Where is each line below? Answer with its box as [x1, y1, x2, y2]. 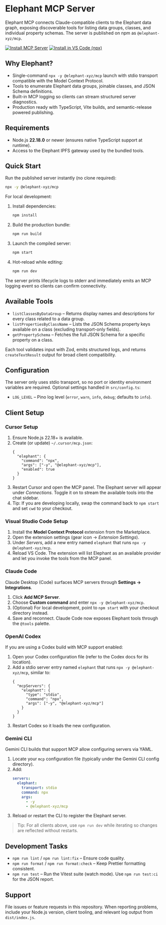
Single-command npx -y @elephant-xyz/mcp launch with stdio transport [12, 72, 158, 78]
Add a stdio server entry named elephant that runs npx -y [12, 664, 130, 670]
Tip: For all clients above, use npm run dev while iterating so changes [17, 822, 158, 828]
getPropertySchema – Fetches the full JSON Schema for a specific [12, 331, 145, 338]
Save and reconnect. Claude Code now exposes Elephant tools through [12, 615, 159, 621]
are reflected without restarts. [17, 828, 78, 834]
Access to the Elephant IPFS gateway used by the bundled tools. [12, 147, 145, 153]
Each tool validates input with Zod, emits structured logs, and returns [5, 346, 146, 353]
